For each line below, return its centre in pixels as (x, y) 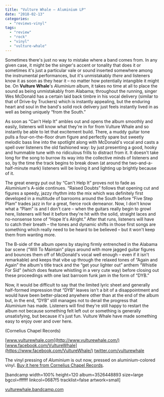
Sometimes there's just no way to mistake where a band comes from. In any (81, 60)
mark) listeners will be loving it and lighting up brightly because (93, 168)
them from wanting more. (31, 235)
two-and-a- (141, 163)
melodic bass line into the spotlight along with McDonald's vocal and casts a (82, 142)
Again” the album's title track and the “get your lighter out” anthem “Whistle (81, 265)
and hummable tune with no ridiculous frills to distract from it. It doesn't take (82, 153)
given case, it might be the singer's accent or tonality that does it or (73, 65)
